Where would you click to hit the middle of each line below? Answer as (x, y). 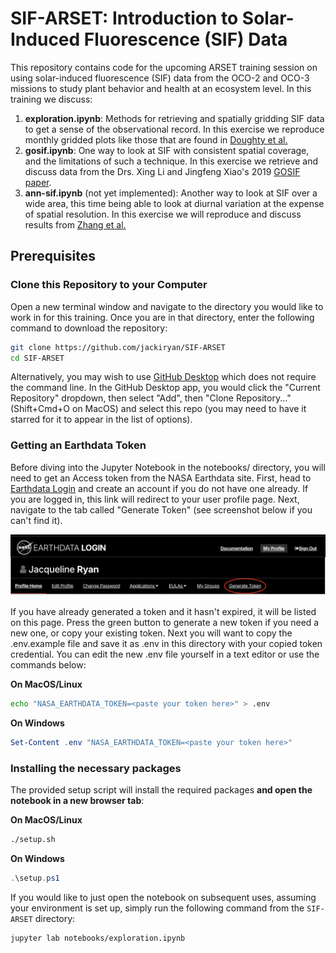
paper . (38, 182)
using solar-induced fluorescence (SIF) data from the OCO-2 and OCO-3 (160, 78)
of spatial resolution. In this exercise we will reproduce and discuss (163, 214)
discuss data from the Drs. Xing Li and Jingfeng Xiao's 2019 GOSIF (162, 171)
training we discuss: (51, 99)
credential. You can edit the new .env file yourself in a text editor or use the (165, 654)
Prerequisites (53, 256)
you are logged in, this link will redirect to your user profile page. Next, (155, 499)
